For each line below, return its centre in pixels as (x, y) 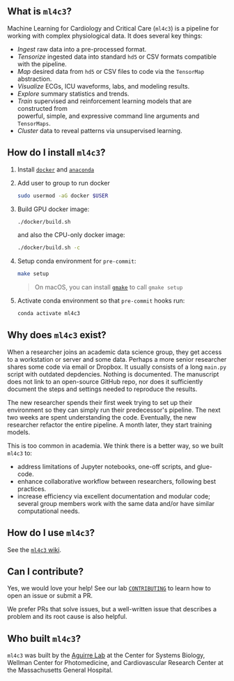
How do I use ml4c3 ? (51, 533)
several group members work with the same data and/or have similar (116, 503)
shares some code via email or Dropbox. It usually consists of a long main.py (117, 367)
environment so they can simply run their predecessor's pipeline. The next (114, 410)
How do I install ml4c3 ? (56, 153)
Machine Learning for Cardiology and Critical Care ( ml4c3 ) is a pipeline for (113, 28)
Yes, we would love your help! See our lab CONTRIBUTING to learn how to (109, 588)
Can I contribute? (46, 572)
